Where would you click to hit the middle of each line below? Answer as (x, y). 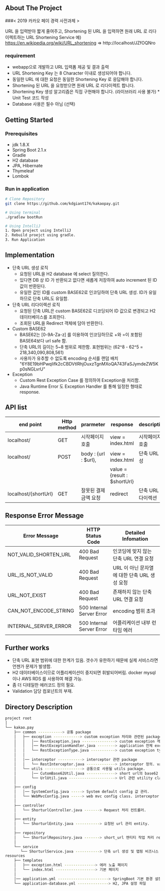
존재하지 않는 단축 (132, 592)
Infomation (135, 539)
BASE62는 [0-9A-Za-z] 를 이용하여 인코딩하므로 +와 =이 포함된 (81, 334)
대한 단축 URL (134, 575)
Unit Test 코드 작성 (30, 98)
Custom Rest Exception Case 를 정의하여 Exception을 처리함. (80, 380)
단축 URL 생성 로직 (30, 267)
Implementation (30, 255)
